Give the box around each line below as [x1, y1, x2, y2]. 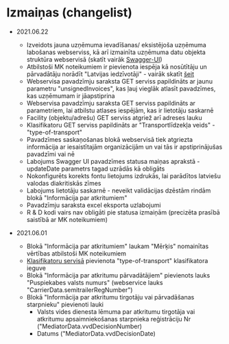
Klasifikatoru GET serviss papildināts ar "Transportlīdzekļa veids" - [26, 121, 215, 129]
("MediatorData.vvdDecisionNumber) [36, 322, 142, 330]
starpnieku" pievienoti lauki [26, 300, 104, 308]
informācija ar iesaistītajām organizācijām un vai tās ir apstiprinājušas [26, 143, 223, 151]
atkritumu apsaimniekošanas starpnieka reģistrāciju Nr [36, 315, 191, 323]
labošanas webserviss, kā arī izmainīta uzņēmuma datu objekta [26, 48, 206, 56]
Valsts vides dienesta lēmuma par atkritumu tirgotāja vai [36, 307, 195, 316]
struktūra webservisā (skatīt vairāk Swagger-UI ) [26, 55, 162, 63]
